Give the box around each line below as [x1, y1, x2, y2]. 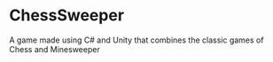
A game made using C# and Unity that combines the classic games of [9, 35, 264, 45]
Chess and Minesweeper [9, 43, 100, 54]
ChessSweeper [9, 5, 125, 26]
